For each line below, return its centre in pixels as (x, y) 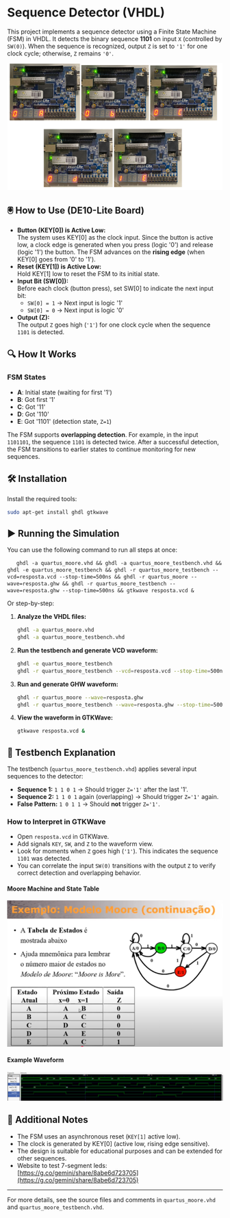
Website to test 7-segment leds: (62, 1165)
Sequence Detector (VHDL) (86, 13)
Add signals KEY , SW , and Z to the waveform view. (85, 844)
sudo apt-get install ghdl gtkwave (58, 512)
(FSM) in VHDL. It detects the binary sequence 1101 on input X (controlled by (115, 38)
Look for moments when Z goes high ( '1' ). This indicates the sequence (117, 851)
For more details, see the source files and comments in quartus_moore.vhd (111, 1200)
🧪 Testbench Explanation (62, 752)
